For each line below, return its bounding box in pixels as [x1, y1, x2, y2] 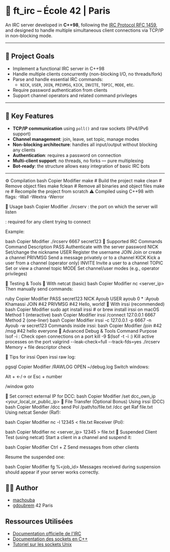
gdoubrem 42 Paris [12, 502, 53, 508]
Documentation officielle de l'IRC [12, 531, 81, 537]
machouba [12, 497, 35, 503]
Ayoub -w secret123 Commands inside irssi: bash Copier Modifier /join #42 [5, 322, 162, 329]
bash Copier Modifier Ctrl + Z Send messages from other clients [5, 444, 139, 450]
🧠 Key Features [5, 112, 54, 121]
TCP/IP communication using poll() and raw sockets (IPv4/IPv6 [12, 125, 149, 131]
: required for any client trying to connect [5, 218, 91, 225]
